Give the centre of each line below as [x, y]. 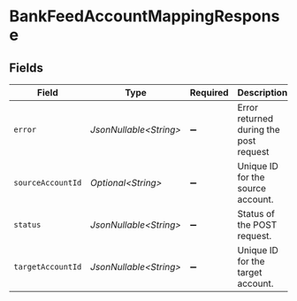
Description [263, 93]
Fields [27, 68]
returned [255, 119]
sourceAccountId [48, 183]
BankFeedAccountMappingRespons [145, 16]
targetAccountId [48, 267]
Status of [256, 214]
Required [209, 93]
